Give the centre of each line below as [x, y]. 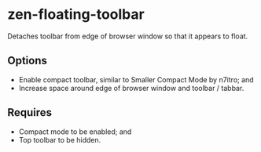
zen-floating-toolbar [76, 14]
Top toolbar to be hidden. [60, 139]
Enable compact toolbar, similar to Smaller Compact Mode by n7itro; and [136, 79]
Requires [30, 112]
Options [28, 61]
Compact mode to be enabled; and [75, 132]
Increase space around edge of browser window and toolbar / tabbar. [131, 88]
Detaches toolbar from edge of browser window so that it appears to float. [128, 36]
